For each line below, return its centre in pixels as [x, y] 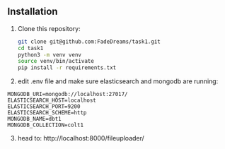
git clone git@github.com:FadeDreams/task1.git [89, 42]
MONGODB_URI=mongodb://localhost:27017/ [68, 95]
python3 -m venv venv [50, 55]
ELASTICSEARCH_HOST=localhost [52, 101]
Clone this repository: [49, 28]
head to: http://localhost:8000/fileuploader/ [81, 138]
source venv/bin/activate [56, 61]
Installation [33, 12]
